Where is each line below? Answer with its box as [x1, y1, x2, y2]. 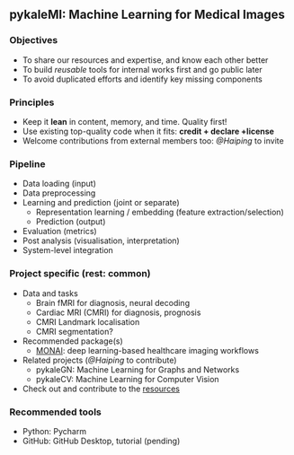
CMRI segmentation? [35, 326, 114, 337]
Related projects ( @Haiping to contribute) [22, 354, 177, 365]
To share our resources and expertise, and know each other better [22, 54, 269, 66]
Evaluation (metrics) [22, 226, 97, 237]
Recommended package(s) [22, 336, 123, 346]
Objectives [9, 34, 58, 47]
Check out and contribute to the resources [22, 383, 180, 394]
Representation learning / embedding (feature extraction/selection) [35, 206, 285, 218]
